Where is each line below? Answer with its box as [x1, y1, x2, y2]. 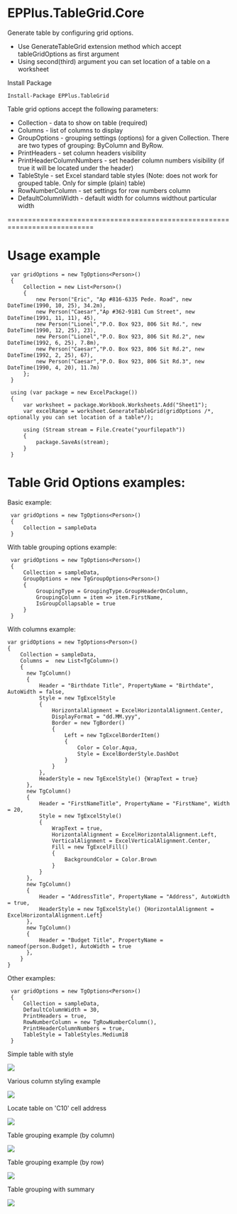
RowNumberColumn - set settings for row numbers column [17, 186, 191, 194]
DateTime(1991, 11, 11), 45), [7, 314, 97, 321]
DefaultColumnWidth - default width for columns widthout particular [17, 194, 217, 202]
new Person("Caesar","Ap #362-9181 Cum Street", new [35, 308, 195, 315]
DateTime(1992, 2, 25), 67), [7, 351, 94, 359]
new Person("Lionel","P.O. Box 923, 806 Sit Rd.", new [35, 321, 202, 328]
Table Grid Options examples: [7, 475, 186, 491]
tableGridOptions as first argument [17, 50, 119, 58]
